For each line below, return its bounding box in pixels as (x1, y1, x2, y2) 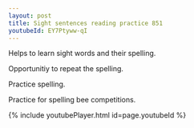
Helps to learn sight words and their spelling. (8, 49, 156, 58)
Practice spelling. (8, 79, 66, 89)
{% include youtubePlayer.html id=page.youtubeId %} (8, 110, 187, 120)
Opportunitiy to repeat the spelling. (8, 64, 124, 74)
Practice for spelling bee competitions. (8, 95, 136, 105)
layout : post (8, 11, 52, 20)
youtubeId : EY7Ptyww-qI (8, 26, 88, 34)
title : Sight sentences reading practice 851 (8, 19, 163, 27)
